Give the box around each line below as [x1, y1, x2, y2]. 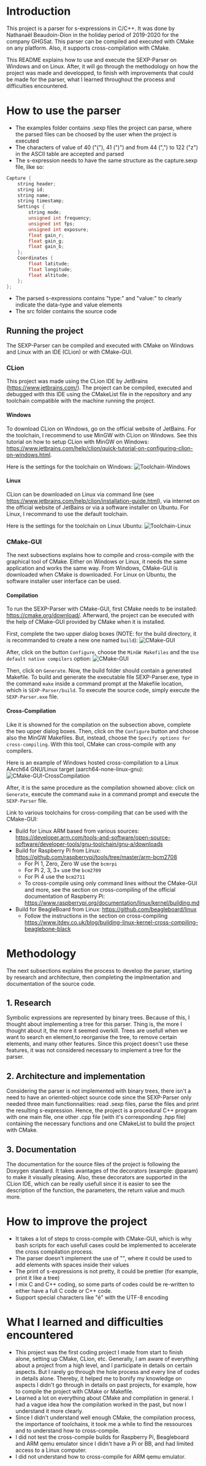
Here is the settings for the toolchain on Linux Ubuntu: [6, 522, 143, 529]
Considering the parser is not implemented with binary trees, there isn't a [6, 1087, 191, 1094]
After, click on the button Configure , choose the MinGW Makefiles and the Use [6, 649, 199, 656]
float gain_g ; [28, 238, 64, 244]
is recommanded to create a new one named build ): [6, 637, 138, 644]
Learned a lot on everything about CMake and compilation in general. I [15, 1394, 194, 1402]
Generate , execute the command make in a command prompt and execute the [6, 790, 199, 798]
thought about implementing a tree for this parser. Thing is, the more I [6, 1021, 182, 1028]
